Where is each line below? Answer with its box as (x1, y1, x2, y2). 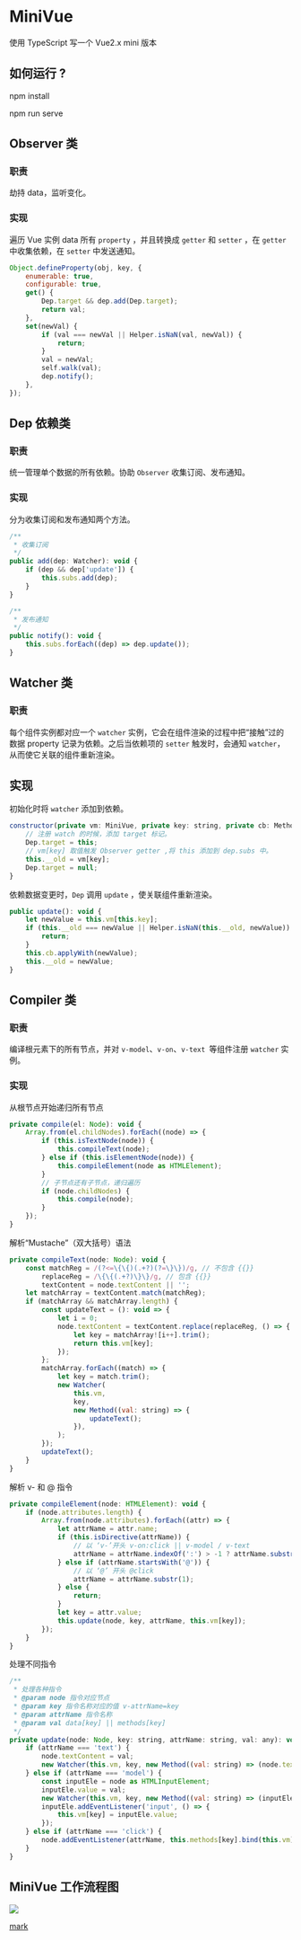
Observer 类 (9, 137, 78, 152)
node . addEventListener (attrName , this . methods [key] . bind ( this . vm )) (41, 1836, 298, 1845)
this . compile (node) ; (56, 1195, 134, 1204)
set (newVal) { (25, 322, 78, 331)
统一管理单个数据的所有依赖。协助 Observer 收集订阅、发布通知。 (9, 467, 251, 478)
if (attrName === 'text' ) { (25, 1743, 130, 1753)
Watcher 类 (9, 676, 73, 691)
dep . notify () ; (41, 372, 94, 381)
